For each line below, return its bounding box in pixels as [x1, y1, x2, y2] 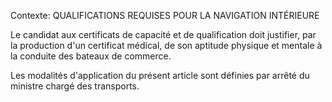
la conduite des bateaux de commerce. [10, 50, 172, 62]
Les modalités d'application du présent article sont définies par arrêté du [10, 70, 310, 81]
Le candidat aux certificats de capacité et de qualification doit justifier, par [10, 29, 317, 40]
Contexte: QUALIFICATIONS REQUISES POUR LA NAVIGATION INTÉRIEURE [10, 10, 320, 21]
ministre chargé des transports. [10, 80, 140, 92]
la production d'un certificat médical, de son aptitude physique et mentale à [10, 40, 323, 51]
